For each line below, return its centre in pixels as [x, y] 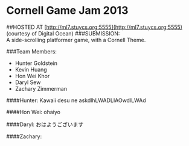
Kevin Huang [31, 69]
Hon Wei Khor [32, 76]
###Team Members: [32, 51]
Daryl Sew [28, 82]
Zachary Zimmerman [41, 88]
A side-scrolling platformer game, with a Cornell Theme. [76, 40]
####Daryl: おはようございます [45, 124]
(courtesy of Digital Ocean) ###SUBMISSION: [63, 33]
